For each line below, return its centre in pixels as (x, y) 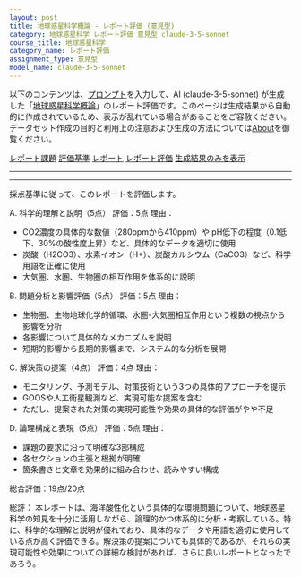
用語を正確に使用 (54, 265)
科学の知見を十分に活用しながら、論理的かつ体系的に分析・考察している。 (146, 518)
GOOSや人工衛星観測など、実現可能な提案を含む (112, 397)
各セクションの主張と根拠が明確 (81, 458)
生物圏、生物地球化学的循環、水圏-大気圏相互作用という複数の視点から (154, 314)
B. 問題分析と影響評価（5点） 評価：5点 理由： (95, 296)
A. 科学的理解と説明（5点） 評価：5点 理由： (92, 212)
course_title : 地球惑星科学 (57, 43)
